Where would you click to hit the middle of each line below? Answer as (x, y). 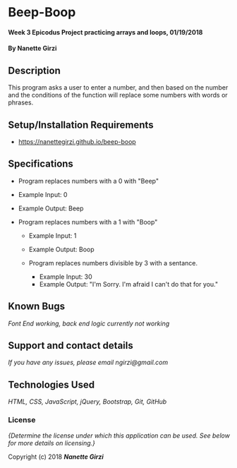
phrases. (21, 102)
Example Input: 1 (53, 235)
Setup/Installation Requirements (81, 125)
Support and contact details (71, 346)
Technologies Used (51, 384)
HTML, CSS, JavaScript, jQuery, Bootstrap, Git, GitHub (87, 402)
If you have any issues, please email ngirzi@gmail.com (88, 362)
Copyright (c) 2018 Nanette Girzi (56, 457)
